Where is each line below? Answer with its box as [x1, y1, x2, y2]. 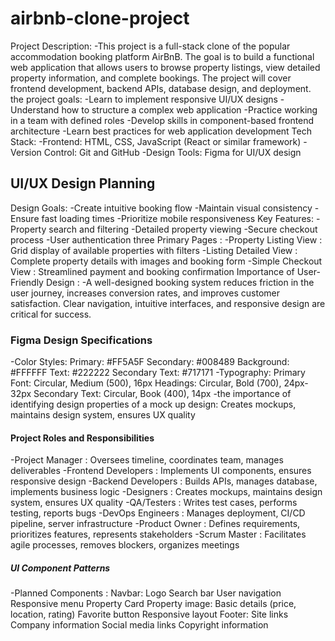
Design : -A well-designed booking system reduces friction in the [45, 276, 315, 288]
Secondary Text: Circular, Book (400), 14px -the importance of [33, 388, 292, 400]
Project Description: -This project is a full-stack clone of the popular [10, 40, 291, 52]
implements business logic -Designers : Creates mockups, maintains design [10, 486, 323, 498]
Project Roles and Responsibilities [10, 432, 155, 444]
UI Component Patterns [10, 562, 111, 574]
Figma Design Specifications [10, 333, 153, 347]
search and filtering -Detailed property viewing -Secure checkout [48, 223, 318, 235]
